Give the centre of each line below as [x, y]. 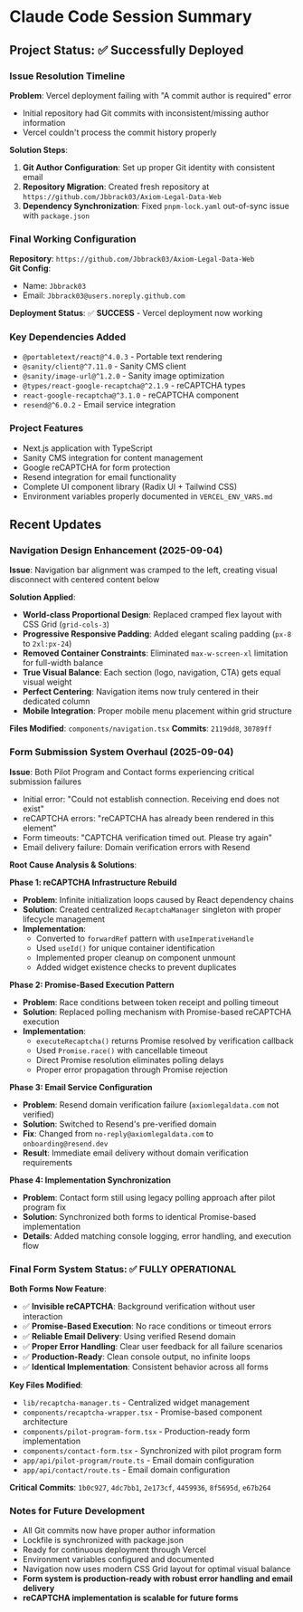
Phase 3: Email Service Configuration [81, 1087]
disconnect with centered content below [85, 580]
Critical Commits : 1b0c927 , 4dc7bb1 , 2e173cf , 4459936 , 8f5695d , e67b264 [140, 1488]
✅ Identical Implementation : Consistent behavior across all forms [145, 1367]
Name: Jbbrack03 [54, 286]
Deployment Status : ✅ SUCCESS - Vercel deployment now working [136, 313]
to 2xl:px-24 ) [47, 644]
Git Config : [30, 268]
